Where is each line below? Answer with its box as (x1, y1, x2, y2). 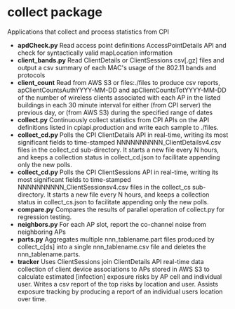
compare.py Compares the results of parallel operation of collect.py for (17, 205, 225, 213)
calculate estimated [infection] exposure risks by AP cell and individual (17, 272, 222, 281)
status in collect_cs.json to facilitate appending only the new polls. (17, 197, 209, 206)
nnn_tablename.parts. (17, 250, 81, 258)
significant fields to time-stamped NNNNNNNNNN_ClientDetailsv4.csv (17, 138, 222, 146)
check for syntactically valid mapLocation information (17, 48, 173, 57)
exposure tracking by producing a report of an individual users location (17, 287, 223, 296)
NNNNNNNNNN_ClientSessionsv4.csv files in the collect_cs (17, 183, 191, 191)
